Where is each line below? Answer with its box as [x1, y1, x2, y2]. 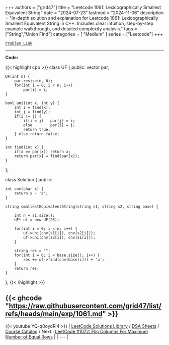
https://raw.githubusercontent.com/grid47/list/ [9, 302, 162, 310]
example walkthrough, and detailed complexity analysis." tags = [5, 26, 137, 32]
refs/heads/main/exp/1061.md [5, 310, 103, 318]
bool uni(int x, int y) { [5, 101, 59, 106]
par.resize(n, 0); [14, 78, 53, 83]
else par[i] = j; [23, 123, 75, 128]
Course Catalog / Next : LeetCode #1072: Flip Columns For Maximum [5, 328, 148, 334]
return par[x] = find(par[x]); [14, 154, 80, 159]
